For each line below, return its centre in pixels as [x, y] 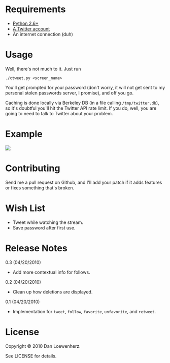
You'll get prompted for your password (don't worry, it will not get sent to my [85, 87]
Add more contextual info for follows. [51, 272]
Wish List [25, 208]
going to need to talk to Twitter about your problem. [59, 113]
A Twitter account [31, 28]
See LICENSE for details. [31, 356]
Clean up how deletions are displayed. [53, 292]
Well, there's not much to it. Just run [43, 69]
